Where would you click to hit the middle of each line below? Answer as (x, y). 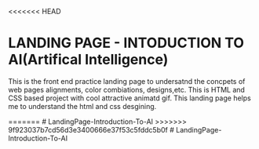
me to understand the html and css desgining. (82, 106)
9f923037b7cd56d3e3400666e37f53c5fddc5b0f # (91, 129)
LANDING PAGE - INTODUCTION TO (126, 43)
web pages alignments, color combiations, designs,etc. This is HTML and (127, 89)
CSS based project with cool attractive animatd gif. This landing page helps (129, 98)
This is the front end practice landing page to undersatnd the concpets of (127, 81)
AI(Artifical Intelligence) (88, 60)
